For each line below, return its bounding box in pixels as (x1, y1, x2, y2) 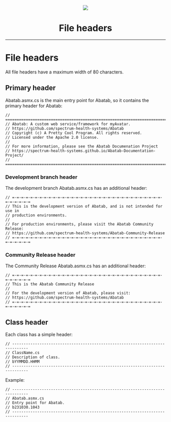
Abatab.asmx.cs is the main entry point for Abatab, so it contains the (5, 97, 149, 103)
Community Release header (5, 251, 76, 258)
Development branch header (5, 173, 78, 181)
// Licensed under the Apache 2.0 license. (5, 135, 99, 140)
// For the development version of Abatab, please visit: (5, 291, 131, 296)
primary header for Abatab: (5, 103, 63, 109)
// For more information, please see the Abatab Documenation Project (5, 143, 158, 149)
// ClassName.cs (5, 350, 40, 356)
